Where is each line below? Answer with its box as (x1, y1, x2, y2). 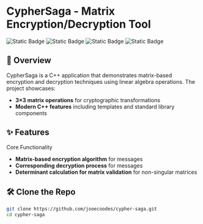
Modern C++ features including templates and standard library (15, 103, 175, 110)
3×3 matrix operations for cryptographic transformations (15, 96, 161, 103)
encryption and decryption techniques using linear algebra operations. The (6, 78, 196, 85)
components (15, 109, 47, 117)
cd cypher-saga (6, 212, 45, 218)
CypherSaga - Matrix (6, 4, 115, 18)
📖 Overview (6, 55, 51, 65)
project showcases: (6, 84, 56, 92)
